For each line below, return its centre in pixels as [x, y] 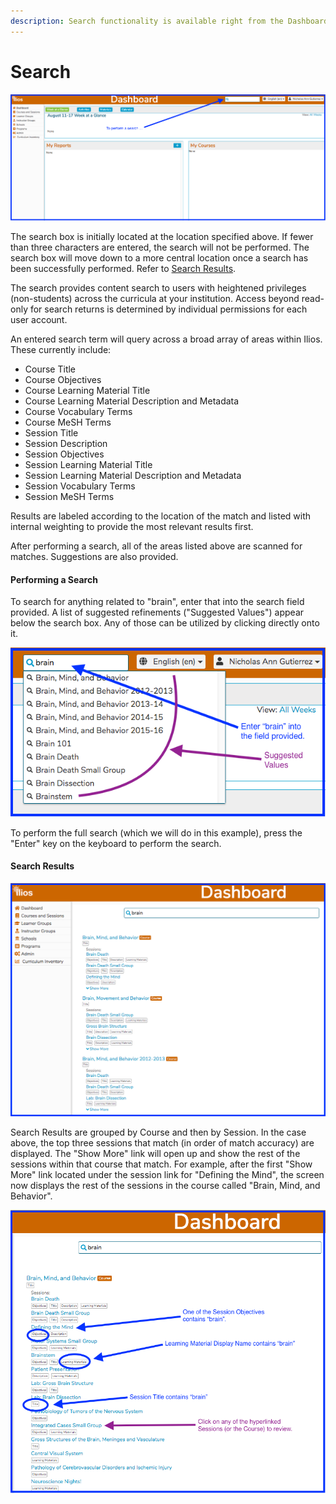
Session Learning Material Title [88, 465]
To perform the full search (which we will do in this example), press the [156, 832]
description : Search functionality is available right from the [147, 21]
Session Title [51, 433]
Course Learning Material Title [87, 391]
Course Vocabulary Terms [78, 412]
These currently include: [61, 350]
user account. [39, 320]
